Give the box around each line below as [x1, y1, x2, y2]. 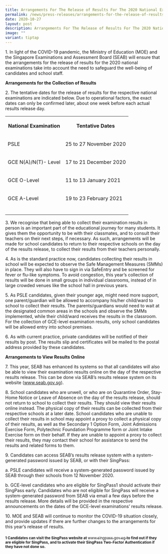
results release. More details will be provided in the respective [5, 498, 133, 504]
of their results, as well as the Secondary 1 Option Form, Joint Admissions [5, 421, 157, 427]
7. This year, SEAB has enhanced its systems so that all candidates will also [5, 363, 160, 369]
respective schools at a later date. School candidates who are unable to [5, 410, 152, 416]
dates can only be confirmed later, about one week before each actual [5, 100, 150, 106]
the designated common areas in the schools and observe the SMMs [5, 308, 147, 314]
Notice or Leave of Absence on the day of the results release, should [18, 394, 160, 400]
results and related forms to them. [5, 442, 75, 448]
